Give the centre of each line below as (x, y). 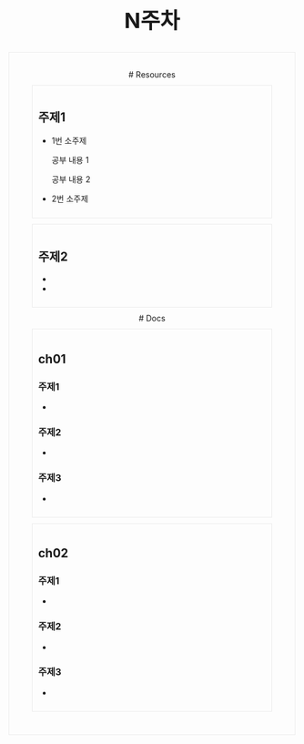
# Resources (152, 74)
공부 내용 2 (71, 179)
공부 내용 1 (70, 160)
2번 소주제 (70, 199)
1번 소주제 (69, 141)
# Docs (152, 319)
